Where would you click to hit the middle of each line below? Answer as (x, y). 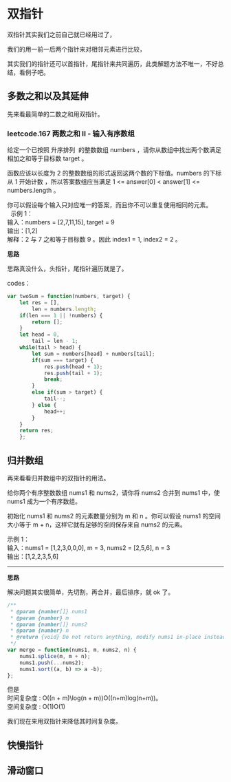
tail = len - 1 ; (55, 341)
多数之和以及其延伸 (48, 96)
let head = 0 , (40, 335)
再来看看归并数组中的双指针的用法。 (58, 478)
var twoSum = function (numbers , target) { (69, 297)
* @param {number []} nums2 (49, 624)
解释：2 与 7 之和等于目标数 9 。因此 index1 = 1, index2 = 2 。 (94, 240)
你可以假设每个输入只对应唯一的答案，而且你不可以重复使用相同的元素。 (109, 205)
